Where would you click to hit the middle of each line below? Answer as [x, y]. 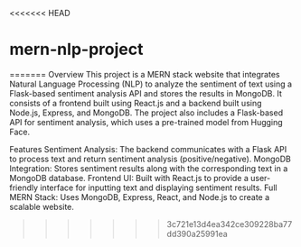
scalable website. [42, 206]
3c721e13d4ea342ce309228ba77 [230, 224]
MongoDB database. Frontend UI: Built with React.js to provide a [129, 178]
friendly [24, 188]
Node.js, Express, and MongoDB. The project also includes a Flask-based [146, 113]
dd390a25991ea [197, 233]
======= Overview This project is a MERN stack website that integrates [145, 74]
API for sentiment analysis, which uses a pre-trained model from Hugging [146, 122]
